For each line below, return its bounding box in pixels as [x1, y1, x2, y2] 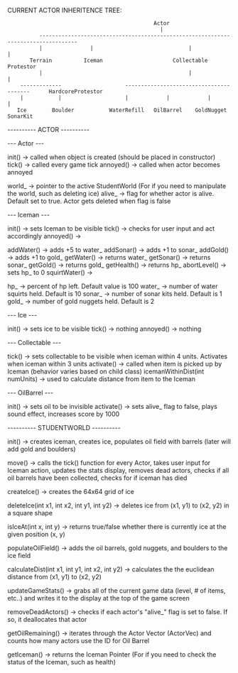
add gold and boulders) [7, 445, 76, 453]
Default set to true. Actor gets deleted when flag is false [7, 197, 171, 205]
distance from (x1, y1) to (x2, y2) [7, 573, 102, 581]
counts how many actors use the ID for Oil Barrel [7, 637, 150, 645]
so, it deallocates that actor [7, 615, 87, 623]
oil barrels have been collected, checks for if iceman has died [7, 474, 188, 482]
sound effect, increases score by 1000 [7, 410, 120, 418]
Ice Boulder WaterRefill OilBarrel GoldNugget [16, 106, 227, 114]
